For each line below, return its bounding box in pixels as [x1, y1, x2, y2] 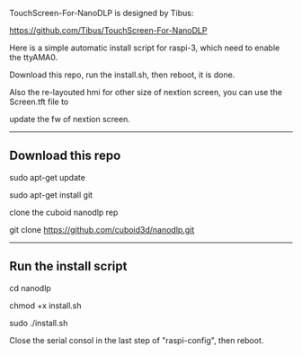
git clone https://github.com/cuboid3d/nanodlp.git [9, 224, 195, 235]
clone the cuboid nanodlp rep [9, 207, 119, 217]
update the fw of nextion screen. [9, 114, 130, 124]
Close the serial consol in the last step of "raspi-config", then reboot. [9, 334, 264, 345]
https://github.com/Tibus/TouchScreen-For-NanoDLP [9, 25, 208, 35]
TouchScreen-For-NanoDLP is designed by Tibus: [9, 8, 194, 18]
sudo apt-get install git [9, 189, 93, 200]
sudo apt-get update [9, 172, 85, 182]
